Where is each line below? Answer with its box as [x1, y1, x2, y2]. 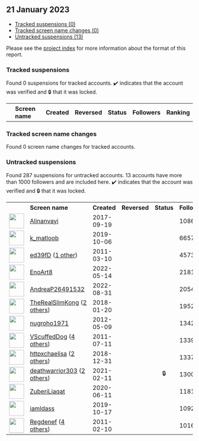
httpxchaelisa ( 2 [30, 349, 75, 357]
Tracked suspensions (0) [14, 20, 76, 27]
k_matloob [30, 234, 59, 242]
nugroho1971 [30, 319, 69, 327]
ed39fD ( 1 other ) [30, 251, 78, 259]
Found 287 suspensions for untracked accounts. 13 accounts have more [6, 171, 182, 178]
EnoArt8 [30, 268, 53, 276]
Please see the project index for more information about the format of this [6, 44, 186, 52]
